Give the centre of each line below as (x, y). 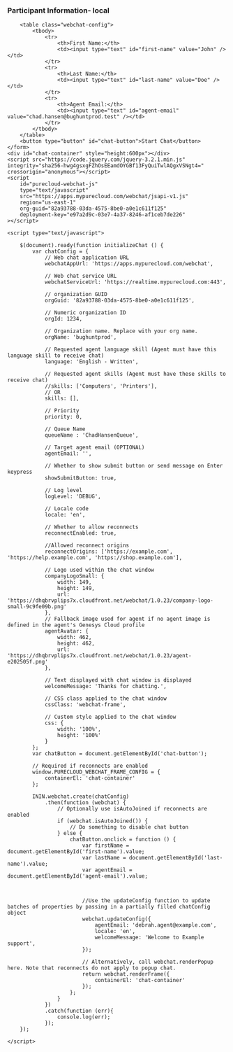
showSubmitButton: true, (81, 478)
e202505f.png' (28, 662)
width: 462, (74, 638)
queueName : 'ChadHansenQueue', (91, 435)
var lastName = (104, 858)
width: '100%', (79, 729)
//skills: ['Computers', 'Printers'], (101, 386)
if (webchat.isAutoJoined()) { (103, 821)
